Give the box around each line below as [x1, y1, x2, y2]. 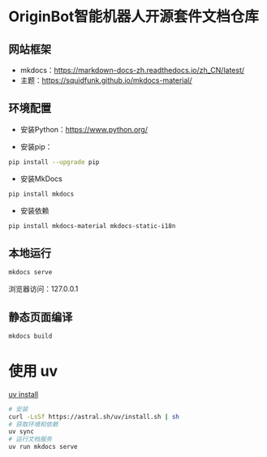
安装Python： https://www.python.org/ [19, 124, 149, 134]
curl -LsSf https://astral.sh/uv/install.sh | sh [8, 412, 180, 420]
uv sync [8, 428, 35, 436]
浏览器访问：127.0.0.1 [8, 284, 79, 294]
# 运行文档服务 [8, 435, 53, 443]
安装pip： [19, 141, 53, 151]
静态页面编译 [8, 310, 73, 324]
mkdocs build [8, 332, 53, 340]
